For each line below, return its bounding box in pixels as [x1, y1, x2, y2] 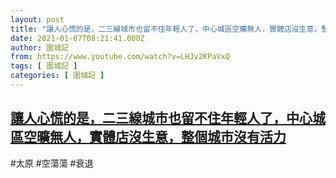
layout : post [10, 14, 65, 25]
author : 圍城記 [10, 42, 69, 53]
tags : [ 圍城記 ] [10, 61, 78, 71]
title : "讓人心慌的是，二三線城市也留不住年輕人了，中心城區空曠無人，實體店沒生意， [10, 24, 322, 34]
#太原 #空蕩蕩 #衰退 [10, 157, 94, 169]
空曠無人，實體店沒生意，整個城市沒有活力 [23, 129, 287, 146]
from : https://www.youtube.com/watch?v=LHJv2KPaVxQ [10, 52, 230, 62]
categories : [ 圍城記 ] [10, 71, 105, 81]
